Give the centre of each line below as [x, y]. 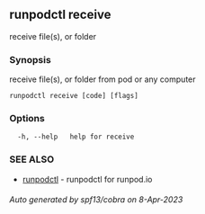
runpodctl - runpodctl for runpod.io [87, 179]
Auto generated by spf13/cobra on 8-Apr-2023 [96, 200]
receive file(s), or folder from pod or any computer [102, 79]
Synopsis [30, 59]
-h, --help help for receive [76, 137]
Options [27, 119]
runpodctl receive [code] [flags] [74, 96]
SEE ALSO [32, 159]
